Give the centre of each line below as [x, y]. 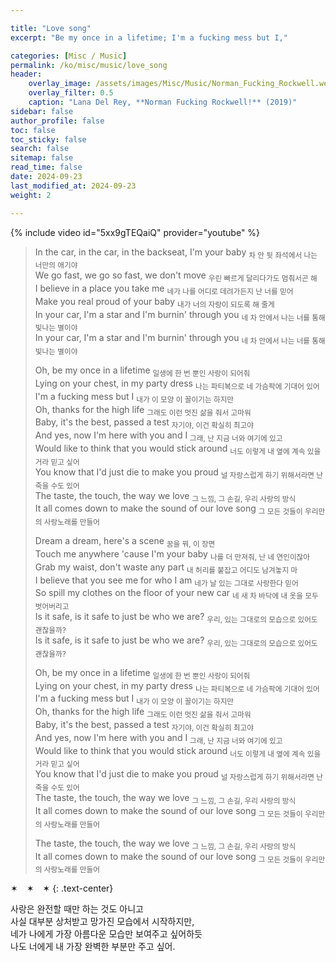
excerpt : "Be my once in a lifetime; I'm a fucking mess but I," [149, 37]
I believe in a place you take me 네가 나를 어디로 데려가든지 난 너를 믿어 [164, 289]
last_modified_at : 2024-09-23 [73, 186]
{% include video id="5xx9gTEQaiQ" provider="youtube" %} [135, 232]
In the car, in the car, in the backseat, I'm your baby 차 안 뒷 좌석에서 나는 [176, 253]
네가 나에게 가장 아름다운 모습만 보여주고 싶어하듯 [106, 934]
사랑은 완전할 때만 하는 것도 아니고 [77, 909]
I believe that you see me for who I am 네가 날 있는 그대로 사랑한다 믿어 [166, 581]
